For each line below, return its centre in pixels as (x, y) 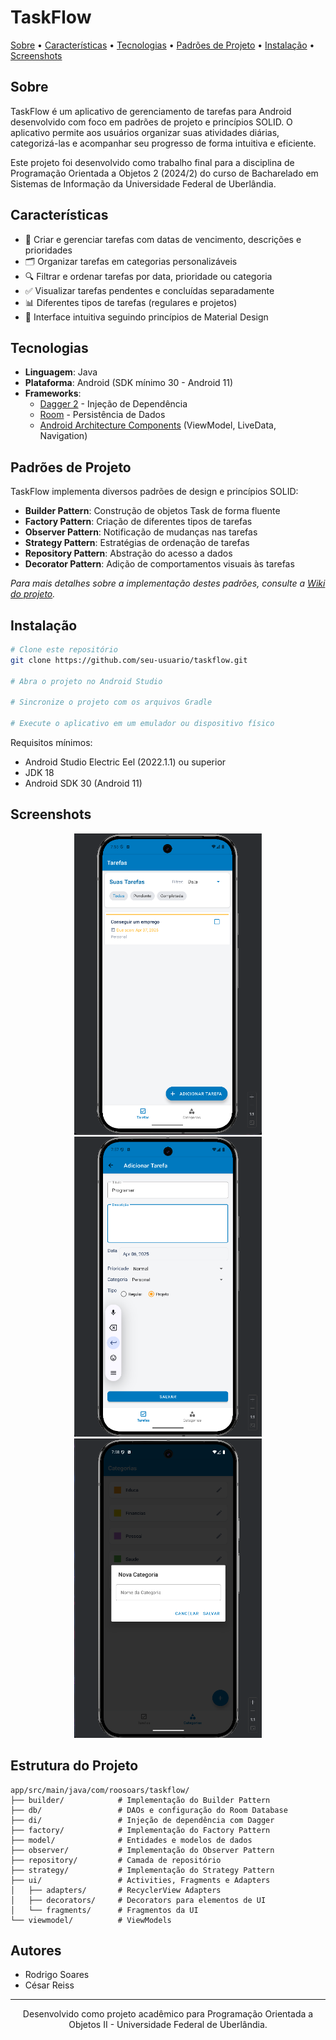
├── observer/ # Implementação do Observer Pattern (142, 1850)
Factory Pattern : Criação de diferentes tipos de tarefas (138, 522)
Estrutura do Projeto (74, 1766)
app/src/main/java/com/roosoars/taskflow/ (100, 1790)
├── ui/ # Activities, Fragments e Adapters (140, 1880)
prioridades (48, 250)
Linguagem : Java (61, 372)
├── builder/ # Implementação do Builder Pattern (140, 1800)
